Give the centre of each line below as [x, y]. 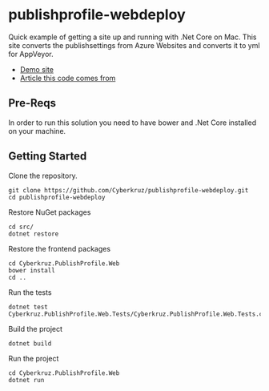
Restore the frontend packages [59, 248]
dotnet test [28, 307]
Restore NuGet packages [50, 212]
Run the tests [30, 292]
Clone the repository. [43, 175]
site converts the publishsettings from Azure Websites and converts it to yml [134, 45]
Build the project [35, 329]
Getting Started [48, 157]
